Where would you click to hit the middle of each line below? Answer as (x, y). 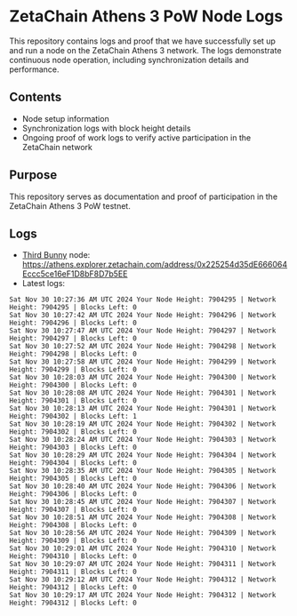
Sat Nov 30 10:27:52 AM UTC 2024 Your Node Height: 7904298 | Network (143, 347)
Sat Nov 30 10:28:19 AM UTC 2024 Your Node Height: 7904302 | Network (143, 424)
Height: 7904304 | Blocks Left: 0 (73, 463)
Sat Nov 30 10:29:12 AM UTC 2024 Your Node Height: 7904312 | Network (143, 580)
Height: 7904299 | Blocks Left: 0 (73, 370)
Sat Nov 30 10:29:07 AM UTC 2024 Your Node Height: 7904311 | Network (143, 564)
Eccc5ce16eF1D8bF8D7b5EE (75, 274)
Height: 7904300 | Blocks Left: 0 (73, 385)
